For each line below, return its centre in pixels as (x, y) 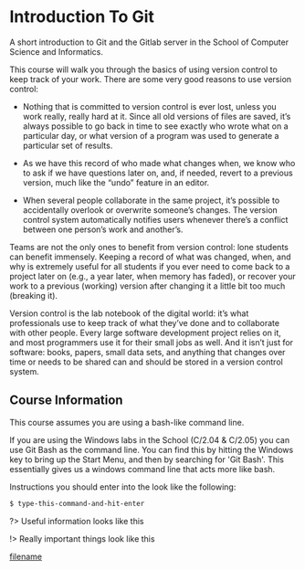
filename (26, 556)
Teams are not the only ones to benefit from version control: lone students (149, 247)
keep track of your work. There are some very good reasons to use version (151, 79)
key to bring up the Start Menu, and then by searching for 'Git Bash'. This (147, 459)
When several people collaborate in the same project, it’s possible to (151, 200)
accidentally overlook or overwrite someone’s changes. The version (150, 210)
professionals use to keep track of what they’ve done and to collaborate (145, 322)
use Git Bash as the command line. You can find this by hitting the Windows (152, 449)
